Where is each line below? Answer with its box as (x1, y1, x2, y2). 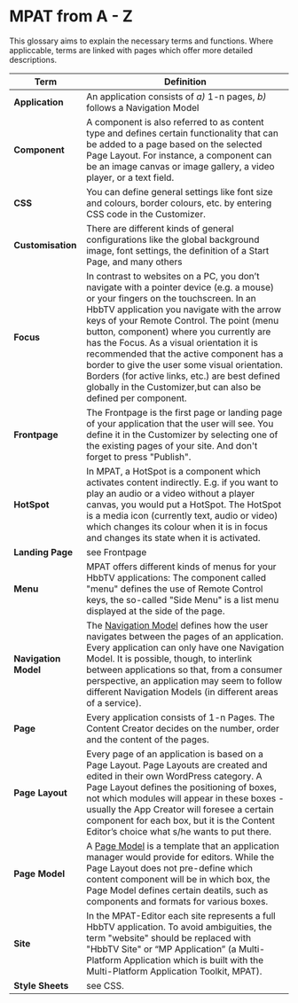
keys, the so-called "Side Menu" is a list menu (85, 593, 279, 606)
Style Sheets (13, 979, 69, 991)
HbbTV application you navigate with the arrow (85, 303, 282, 316)
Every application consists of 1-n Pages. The (85, 711, 275, 724)
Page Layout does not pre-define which (85, 862, 253, 874)
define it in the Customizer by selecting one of (85, 428, 278, 441)
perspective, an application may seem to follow (85, 674, 282, 686)
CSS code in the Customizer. (85, 208, 206, 220)
